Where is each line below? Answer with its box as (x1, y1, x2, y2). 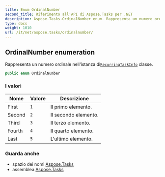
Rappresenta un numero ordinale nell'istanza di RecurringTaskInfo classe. (5, 61, 153, 67)
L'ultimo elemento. (50, 135, 93, 142)
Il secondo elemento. (50, 111, 99, 118)
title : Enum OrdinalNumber (5, 7, 60, 12)
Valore (30, 95, 46, 102)
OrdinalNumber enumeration (5, 48, 95, 57)
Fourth (7, 127, 23, 134)
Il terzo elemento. (50, 119, 91, 126)
